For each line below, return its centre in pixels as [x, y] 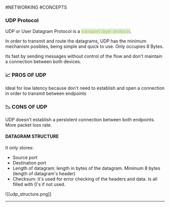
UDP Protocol [22, 20]
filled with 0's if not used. [39, 184]
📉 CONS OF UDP [26, 107]
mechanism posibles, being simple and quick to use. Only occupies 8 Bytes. [84, 46]
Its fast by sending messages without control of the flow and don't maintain [84, 56]
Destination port [29, 163]
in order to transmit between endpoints [46, 93]
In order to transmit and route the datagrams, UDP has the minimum [76, 41]
